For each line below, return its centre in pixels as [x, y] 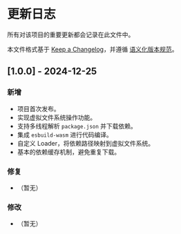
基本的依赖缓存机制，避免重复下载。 [69, 152]
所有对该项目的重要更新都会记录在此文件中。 [71, 35]
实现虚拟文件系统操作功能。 [57, 117]
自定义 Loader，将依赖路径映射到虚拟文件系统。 [86, 143]
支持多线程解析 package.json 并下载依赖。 [77, 126]
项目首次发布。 [38, 108]
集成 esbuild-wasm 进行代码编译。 [65, 135]
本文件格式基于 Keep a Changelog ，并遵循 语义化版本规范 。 [93, 49]
